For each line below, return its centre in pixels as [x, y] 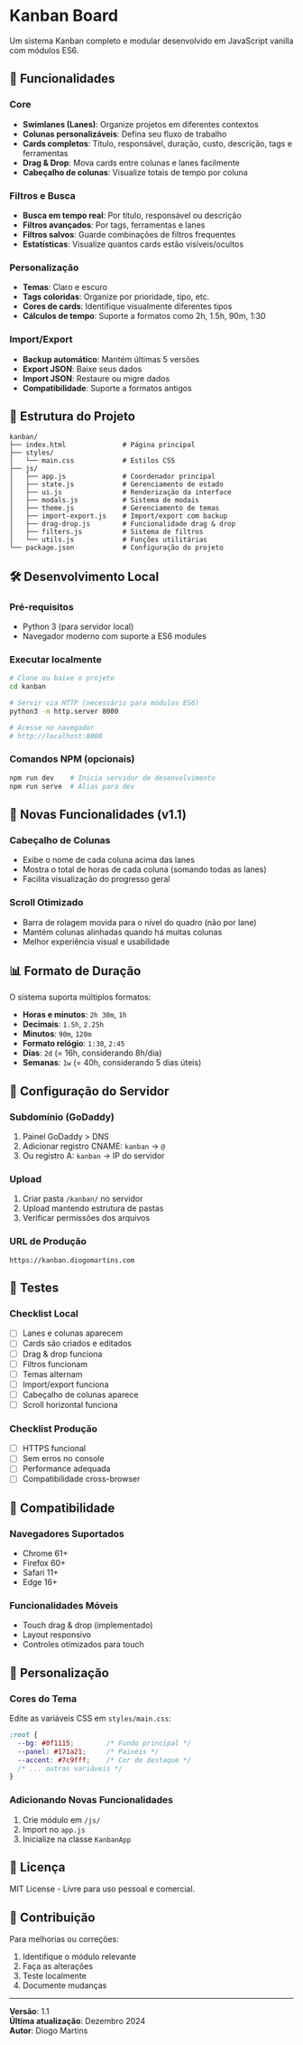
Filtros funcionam [55, 1364]
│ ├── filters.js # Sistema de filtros [106, 532]
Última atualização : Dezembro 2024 [78, 2022]
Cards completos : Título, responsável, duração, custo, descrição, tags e [157, 143]
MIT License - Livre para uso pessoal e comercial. [102, 1889]
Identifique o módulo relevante [79, 1956]
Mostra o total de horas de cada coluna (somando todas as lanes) [145, 869]
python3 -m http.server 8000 [64, 711]
